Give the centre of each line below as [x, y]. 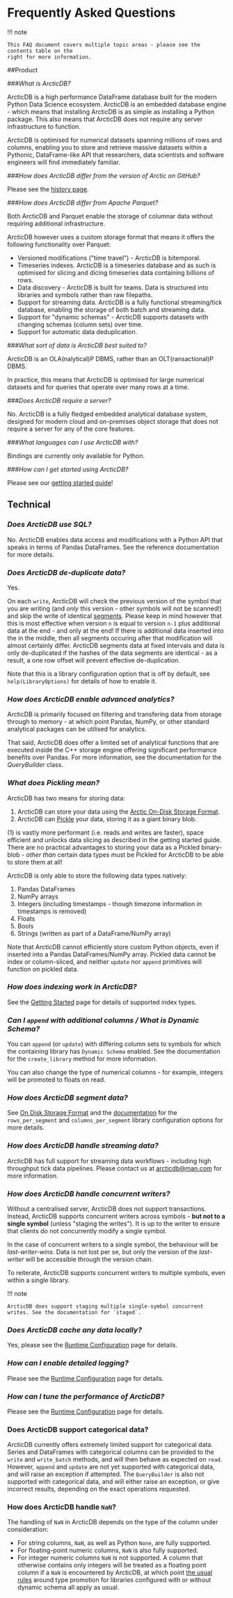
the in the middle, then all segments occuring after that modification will [110, 638]
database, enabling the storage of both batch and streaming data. [112, 309]
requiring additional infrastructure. [56, 223]
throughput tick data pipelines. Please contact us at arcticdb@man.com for [115, 1168]
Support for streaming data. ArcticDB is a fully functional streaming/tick [120, 302]
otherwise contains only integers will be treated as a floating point [112, 1565]
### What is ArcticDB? [39, 83]
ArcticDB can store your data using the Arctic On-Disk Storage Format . [119, 812]
